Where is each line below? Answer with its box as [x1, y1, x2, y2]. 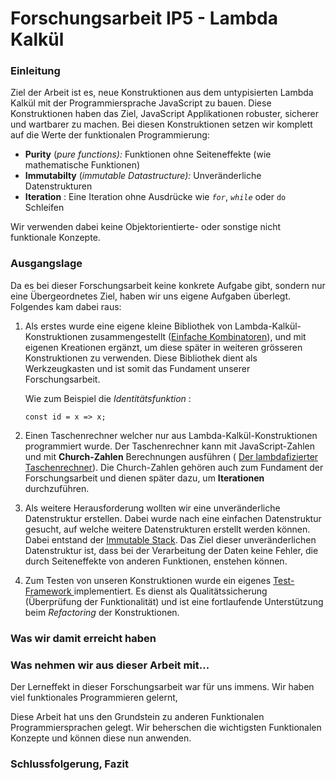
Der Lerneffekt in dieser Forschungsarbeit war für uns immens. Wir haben [10, 681, 315, 692]
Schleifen [24, 202, 65, 214]
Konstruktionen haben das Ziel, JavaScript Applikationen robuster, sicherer [10, 108, 319, 120]
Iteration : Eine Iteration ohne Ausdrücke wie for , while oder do [24, 191, 287, 203]
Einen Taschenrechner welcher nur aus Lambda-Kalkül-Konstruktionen [24, 429, 318, 441]
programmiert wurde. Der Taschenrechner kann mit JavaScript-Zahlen [24, 440, 316, 452]
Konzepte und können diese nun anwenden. [10, 732, 192, 744]
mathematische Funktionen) [24, 159, 141, 171]
